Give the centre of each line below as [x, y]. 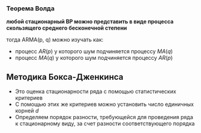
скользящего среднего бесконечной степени [67, 28]
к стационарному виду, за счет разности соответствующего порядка [105, 124]
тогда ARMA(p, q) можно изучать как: [55, 40]
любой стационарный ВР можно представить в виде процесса [90, 22]
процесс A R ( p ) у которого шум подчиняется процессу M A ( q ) [94, 51]
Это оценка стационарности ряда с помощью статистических [96, 91]
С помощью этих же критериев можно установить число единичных [104, 105]
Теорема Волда [31, 8]
